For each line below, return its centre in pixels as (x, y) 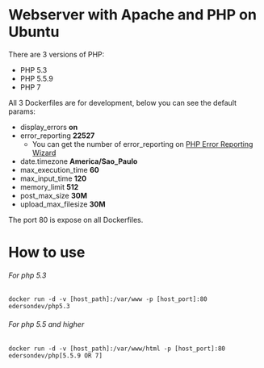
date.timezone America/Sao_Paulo (79, 161)
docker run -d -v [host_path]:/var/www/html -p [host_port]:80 (117, 349)
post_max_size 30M (53, 195)
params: (22, 111)
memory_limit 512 (49, 186)
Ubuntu (34, 32)
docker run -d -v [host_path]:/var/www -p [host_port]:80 (108, 299)
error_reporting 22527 (57, 136)
